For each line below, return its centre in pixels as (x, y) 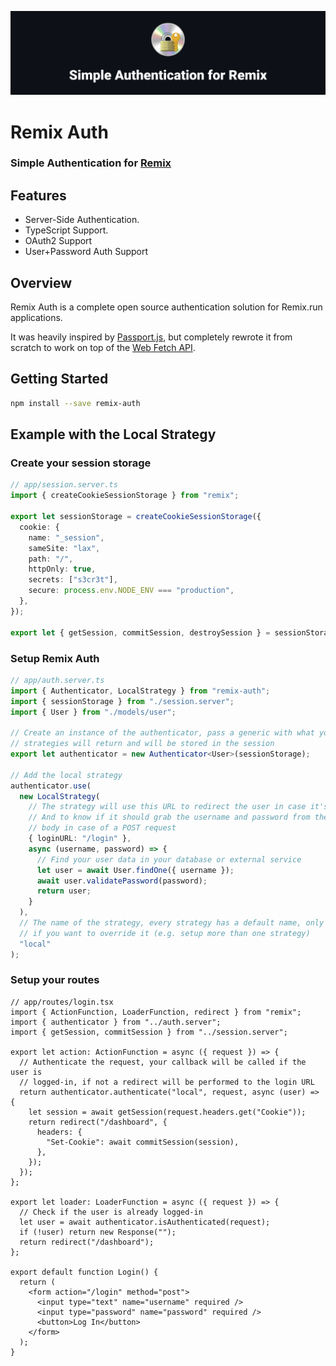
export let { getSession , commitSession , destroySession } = (140, 632)
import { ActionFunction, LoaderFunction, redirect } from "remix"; (156, 1012)
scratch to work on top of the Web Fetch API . (103, 348)
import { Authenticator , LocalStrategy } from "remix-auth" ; (140, 691)
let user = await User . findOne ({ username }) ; (135, 870)
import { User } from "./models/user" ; (93, 712)
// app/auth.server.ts (57, 680)
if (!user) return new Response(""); (98, 1232)
